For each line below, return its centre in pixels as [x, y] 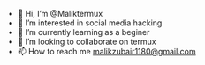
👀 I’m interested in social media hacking [90, 23]
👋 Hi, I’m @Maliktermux [60, 14]
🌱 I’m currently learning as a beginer [84, 32]
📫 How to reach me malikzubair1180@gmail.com [106, 51]
